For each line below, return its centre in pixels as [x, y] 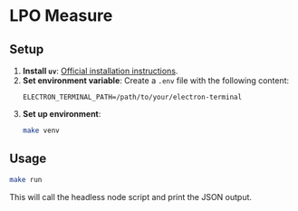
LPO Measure [61, 16]
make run [26, 179]
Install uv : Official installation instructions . [100, 71]
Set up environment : [62, 114]
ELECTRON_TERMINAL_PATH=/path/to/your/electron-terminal [132, 97]
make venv [41, 130]
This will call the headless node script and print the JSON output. [130, 197]
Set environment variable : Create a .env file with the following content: [156, 81]
